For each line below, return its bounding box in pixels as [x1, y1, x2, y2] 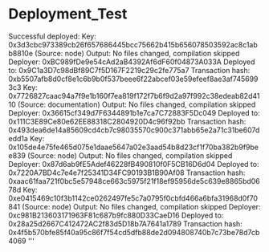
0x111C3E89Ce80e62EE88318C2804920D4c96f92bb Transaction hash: [8, 116, 247, 126]
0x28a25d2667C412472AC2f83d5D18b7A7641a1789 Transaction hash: [8, 218, 243, 229]
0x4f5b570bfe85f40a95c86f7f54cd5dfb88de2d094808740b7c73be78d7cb [8, 227, 260, 237]
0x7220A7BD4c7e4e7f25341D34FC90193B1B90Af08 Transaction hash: [8, 168, 246, 177]
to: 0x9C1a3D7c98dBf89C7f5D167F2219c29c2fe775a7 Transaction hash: [8, 65, 251, 75]
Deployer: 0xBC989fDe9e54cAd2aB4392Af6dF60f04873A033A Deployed [8, 57, 255, 67]
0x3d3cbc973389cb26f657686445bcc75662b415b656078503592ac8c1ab [8, 39, 259, 49]
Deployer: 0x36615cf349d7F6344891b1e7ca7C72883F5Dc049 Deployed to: [8, 108, 260, 117]
